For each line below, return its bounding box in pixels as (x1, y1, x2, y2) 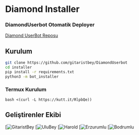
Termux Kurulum (5, 86, 47, 93)
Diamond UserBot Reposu (5, 32, 58, 38)
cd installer (5, 65, 32, 70)
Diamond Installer (5, 3, 80, 15)
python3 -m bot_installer (5, 74, 59, 79)
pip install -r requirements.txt (5, 70, 74, 75)
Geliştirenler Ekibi (5, 111, 61, 119)
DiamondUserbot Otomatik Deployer (5, 21, 95, 28)
